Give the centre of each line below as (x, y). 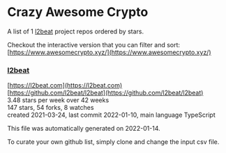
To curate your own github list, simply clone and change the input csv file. (113, 142)
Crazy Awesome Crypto (78, 12)
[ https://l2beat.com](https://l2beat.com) (65, 86)
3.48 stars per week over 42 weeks (58, 100)
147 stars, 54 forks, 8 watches (51, 108)
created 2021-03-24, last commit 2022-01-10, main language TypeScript (111, 115)
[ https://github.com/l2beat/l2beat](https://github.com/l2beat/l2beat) (105, 93)
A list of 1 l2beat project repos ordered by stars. (76, 31)
